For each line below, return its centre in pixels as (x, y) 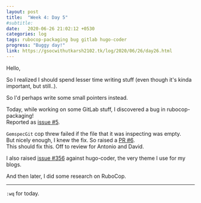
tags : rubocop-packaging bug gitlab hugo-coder (67, 40)
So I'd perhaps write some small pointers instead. (67, 97)
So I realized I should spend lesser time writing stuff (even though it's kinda (99, 79)
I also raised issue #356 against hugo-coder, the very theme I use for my (96, 158)
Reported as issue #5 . (33, 122)
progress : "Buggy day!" (36, 46)
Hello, (13, 68)
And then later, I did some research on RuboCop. (66, 176)
